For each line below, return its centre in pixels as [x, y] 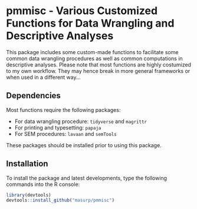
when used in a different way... [43, 77]
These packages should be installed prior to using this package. [84, 145]
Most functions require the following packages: [63, 110]
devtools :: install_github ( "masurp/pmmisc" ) [60, 200]
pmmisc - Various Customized [82, 11]
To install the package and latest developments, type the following [86, 178]
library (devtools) [29, 195]
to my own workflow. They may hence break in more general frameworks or [98, 71]
